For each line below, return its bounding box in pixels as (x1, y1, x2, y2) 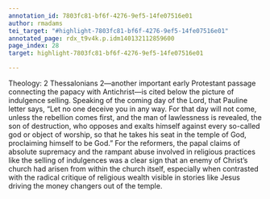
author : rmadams (8, 19, 63, 27)
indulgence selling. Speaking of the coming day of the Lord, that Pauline (8, 96, 248, 105)
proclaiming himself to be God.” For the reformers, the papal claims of (8, 139, 240, 147)
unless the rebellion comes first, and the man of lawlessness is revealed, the (8, 113, 262, 122)
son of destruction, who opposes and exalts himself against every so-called (8, 122, 260, 131)
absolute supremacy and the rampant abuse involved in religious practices (8, 147, 256, 156)
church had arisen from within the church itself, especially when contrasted (8, 164, 260, 173)
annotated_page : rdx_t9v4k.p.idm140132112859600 (8, 34, 175, 43)
